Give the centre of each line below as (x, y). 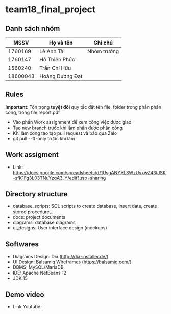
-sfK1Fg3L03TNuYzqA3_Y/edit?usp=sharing (59, 178)
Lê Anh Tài (52, 51)
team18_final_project (51, 9)
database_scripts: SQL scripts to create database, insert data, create (85, 206)
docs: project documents (39, 217)
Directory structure (36, 194)
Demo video (25, 294)
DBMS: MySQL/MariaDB (38, 267)
